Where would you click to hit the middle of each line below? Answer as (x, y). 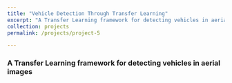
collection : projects (38, 26)
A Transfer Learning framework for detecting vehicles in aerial (114, 63)
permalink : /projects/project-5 (54, 33)
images (20, 72)
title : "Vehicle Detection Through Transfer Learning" (88, 13)
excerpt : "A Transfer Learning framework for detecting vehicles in (108, 20)
